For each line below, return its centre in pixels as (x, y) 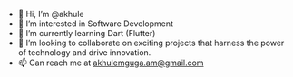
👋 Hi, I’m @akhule (51, 14)
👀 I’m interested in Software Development (96, 24)
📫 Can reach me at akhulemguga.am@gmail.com (111, 63)
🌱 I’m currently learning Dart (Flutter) (87, 33)
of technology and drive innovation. (84, 53)
